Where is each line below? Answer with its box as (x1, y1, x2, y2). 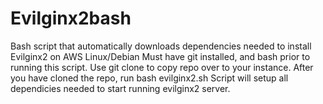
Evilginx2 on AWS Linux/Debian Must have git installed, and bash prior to (10, 50, 311, 62)
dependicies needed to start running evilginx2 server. (10, 82, 231, 94)
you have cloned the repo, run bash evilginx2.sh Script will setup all (10, 72, 289, 84)
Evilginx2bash (10, 7, 132, 30)
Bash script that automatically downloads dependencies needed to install (10, 40, 312, 52)
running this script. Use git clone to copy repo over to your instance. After (10, 61, 314, 73)
